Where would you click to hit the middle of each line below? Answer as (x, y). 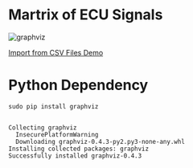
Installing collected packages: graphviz (79, 149)
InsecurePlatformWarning (57, 134)
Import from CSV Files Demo (56, 52)
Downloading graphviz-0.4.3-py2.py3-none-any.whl (100, 141)
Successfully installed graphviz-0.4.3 (75, 156)
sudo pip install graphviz (53, 106)
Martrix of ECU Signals (86, 15)
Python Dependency (78, 85)
